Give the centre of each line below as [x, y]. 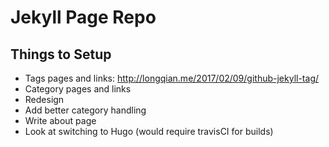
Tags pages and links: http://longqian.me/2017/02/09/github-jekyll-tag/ [172, 78]
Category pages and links [78, 89]
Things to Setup [61, 54]
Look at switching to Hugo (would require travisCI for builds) [149, 131]
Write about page [60, 120]
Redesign [44, 99]
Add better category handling [85, 110]
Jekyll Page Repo [83, 17]
